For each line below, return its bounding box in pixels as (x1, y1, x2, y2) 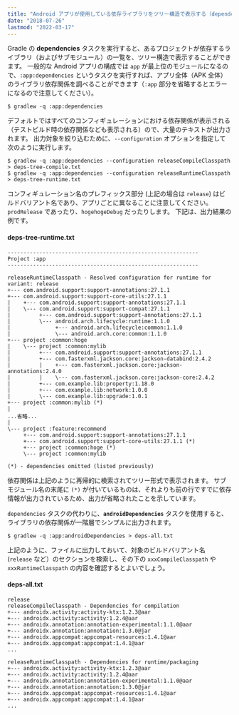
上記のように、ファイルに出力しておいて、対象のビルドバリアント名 (7, 545, 206, 554)
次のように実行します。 (7, 143, 76, 152)
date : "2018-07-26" (7, 17, 65, 24)
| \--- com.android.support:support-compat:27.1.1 (7, 305, 171, 313)
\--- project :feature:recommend (7, 425, 107, 432)
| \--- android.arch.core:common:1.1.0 (7, 330, 167, 338)
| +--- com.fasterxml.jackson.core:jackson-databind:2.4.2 (7, 355, 212, 362)
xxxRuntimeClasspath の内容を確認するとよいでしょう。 (7, 563, 169, 572)
